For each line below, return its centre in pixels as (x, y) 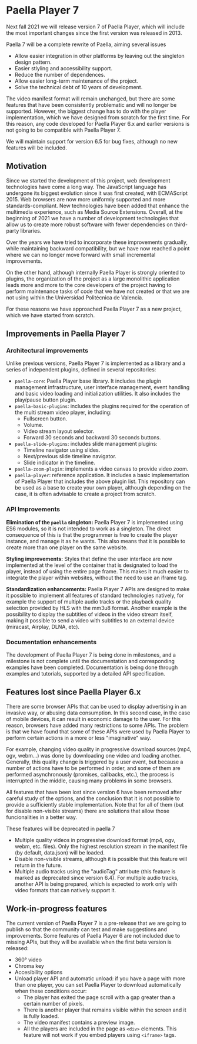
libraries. (31, 230)
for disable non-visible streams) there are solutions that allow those (88, 811)
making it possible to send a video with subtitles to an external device (90, 620)
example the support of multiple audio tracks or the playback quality (89, 601)
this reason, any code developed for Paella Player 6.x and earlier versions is (98, 123)
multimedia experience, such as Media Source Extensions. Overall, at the (95, 212)
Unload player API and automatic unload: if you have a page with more (100, 978)
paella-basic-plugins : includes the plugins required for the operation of (102, 406)
